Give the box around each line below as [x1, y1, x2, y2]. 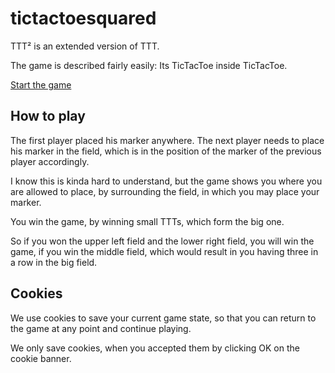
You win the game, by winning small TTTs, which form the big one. [10, 215, 285, 227]
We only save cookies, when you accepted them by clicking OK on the [10, 342, 300, 354]
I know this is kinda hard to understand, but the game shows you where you [10, 175, 323, 187]
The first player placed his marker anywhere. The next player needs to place [10, 134, 325, 146]
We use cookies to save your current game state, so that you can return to [10, 312, 317, 324]
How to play [10, 108, 86, 125]
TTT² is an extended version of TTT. [10, 40, 160, 52]
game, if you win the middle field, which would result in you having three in [10, 245, 319, 257]
